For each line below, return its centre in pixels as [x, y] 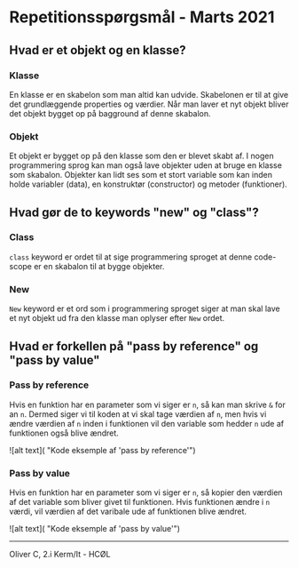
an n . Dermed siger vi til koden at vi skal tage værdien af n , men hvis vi [138, 414]
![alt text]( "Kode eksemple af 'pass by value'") [94, 529]
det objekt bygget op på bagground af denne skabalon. [110, 113]
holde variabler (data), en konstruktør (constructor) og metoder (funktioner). [149, 184]
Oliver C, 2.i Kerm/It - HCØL [60, 555]
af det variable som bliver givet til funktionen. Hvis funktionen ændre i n [140, 502]
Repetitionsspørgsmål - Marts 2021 [142, 17]
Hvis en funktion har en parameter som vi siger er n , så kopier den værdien [146, 492]
